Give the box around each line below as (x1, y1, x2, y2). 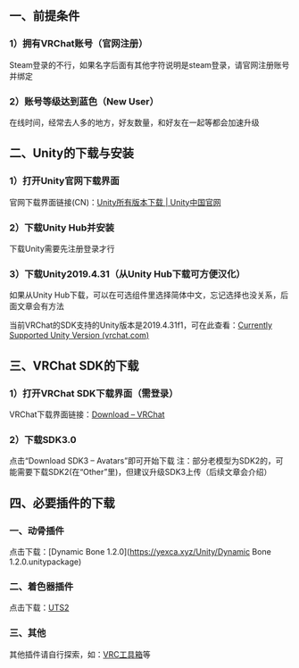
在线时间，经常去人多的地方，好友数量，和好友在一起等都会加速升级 (9, 117, 260, 128)
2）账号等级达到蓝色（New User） (9, 95, 159, 107)
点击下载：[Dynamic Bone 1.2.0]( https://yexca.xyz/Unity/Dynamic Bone (9, 546, 272, 556)
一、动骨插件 (9, 524, 65, 537)
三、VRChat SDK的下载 (9, 358, 139, 373)
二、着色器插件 (9, 580, 74, 592)
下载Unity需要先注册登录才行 (9, 243, 115, 254)
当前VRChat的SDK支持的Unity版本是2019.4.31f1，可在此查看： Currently (9, 320, 273, 330)
